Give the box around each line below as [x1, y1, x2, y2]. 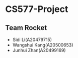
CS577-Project [5, 3, 68, 15]
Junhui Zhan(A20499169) [12, 47, 66, 53]
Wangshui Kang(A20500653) [12, 42, 73, 48]
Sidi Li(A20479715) [12, 36, 52, 42]
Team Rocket [5, 23, 47, 32]
